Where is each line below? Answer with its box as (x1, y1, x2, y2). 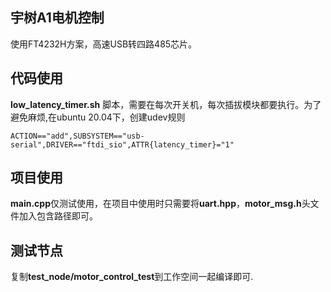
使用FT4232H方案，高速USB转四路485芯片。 (10, 38, 198, 50)
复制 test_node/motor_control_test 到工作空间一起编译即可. (10, 271, 254, 283)
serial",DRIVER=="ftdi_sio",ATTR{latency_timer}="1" (10, 139, 235, 150)
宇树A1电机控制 (10, 9, 105, 27)
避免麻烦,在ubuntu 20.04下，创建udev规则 (10, 111, 186, 123)
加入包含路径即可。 (18, 210, 98, 222)
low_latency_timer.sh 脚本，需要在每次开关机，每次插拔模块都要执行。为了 (10, 98, 322, 110)
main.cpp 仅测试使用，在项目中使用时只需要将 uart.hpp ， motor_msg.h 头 (10, 198, 311, 210)
